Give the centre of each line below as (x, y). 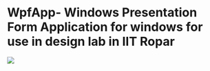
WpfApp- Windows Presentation (102, 13)
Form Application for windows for (105, 27)
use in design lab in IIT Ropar (91, 42)
